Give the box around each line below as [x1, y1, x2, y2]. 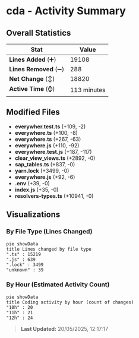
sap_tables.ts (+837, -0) [14, 160, 75, 168]
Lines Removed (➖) [9, 65, 64, 73]
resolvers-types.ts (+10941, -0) [14, 192, 94, 200]
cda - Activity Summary [6, 4, 126, 18]
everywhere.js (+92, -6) [14, 173, 75, 181]
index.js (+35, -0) [14, 186, 59, 193]
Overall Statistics [6, 28, 71, 38]
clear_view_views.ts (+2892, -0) [14, 154, 96, 162]
